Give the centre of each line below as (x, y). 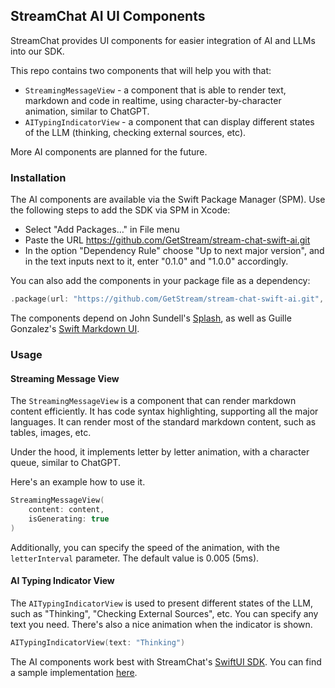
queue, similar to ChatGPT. (66, 463)
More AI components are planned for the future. (109, 151)
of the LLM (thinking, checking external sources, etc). (135, 132)
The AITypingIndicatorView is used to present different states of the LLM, (161, 603)
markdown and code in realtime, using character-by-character (153, 100)
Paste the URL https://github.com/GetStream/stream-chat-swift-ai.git (167, 240)
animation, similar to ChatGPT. (87, 111)
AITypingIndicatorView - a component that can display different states (169, 121)
